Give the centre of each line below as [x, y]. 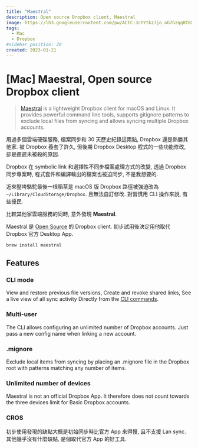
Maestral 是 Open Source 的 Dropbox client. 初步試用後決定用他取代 [88, 226]
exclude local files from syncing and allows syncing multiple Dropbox [104, 121]
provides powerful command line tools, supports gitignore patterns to [105, 114]
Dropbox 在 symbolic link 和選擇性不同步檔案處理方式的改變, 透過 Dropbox [96, 167]
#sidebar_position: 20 [34, 45]
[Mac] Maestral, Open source [79, 79]
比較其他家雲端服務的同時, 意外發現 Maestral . [61, 214]
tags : [13, 28]
